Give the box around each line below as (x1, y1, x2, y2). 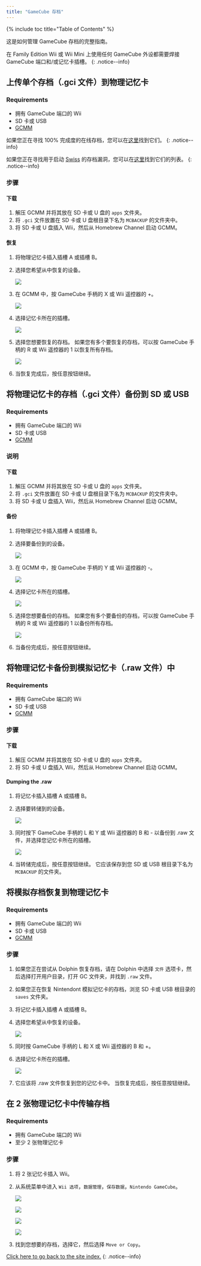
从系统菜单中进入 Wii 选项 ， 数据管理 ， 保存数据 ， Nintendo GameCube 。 (14, 1183, 181, 1190)
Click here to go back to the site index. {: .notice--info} (6, 1253, 142, 1260)
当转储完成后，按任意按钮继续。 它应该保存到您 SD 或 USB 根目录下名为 (14, 860, 193, 868)
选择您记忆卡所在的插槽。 (31, 836, 94, 844)
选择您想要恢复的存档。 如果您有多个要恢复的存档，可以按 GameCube (14, 338, 188, 345)
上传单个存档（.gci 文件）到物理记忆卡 (6, 77, 149, 88)
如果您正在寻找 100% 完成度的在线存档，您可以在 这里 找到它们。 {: (6, 136, 170, 144)
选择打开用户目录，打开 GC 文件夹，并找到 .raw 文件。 (20, 972, 155, 980)
